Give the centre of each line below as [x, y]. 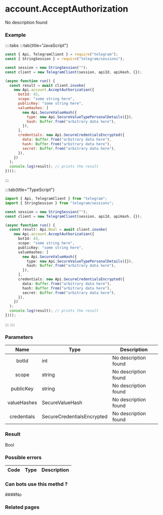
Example [16, 35]
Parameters [19, 337]
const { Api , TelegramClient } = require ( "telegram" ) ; [62, 54]
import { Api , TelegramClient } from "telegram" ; [56, 199]
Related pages [22, 507]
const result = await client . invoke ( [48, 85]
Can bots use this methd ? [36, 484]
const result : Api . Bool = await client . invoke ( [58, 230]
